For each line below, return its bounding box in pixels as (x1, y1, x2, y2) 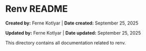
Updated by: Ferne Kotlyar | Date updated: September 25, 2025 (5, 30, 141, 36)
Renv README (5, 3, 68, 15)
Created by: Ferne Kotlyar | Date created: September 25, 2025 (5, 20, 138, 26)
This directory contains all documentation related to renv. (5, 39, 126, 46)
